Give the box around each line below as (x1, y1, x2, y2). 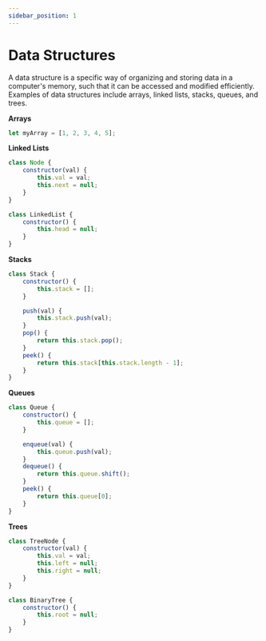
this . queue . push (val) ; (37, 448, 113, 456)
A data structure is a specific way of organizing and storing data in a (8, 73, 233, 82)
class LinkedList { (8, 210, 73, 218)
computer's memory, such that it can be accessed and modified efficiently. (8, 81, 256, 90)
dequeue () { (22, 463, 62, 471)
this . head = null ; (37, 225, 98, 233)
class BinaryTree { (8, 596, 73, 604)
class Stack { (8, 270, 56, 278)
